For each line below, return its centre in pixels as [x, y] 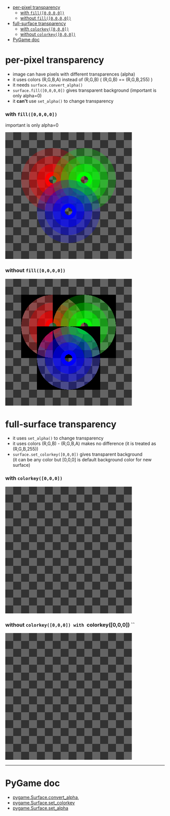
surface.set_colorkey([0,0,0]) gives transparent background [77, 454]
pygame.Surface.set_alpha [40, 808]
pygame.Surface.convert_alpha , [46, 797]
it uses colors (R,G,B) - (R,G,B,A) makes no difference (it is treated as [84, 443]
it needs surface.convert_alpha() [48, 85]
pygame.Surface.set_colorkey [44, 803]
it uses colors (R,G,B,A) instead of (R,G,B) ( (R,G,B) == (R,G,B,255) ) [82, 79]
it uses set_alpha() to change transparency [58, 438]
